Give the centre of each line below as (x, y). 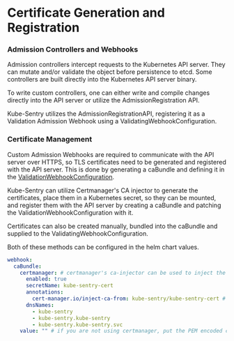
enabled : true (46, 279)
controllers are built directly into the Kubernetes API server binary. (102, 79)
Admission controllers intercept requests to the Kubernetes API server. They (116, 65)
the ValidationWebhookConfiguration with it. (70, 212)
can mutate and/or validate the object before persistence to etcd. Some (110, 72)
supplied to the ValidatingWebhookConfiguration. (78, 233)
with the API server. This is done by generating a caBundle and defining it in (116, 169)
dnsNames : (40, 305)
